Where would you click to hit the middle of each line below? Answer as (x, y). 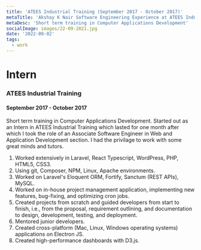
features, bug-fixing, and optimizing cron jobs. (72, 196)
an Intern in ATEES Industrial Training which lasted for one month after (93, 127)
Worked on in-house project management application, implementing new (105, 190)
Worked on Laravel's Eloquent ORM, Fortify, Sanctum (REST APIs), (97, 177)
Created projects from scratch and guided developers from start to (97, 202)
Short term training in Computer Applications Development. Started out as (97, 121)
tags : (13, 39)
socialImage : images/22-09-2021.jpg (52, 28)
